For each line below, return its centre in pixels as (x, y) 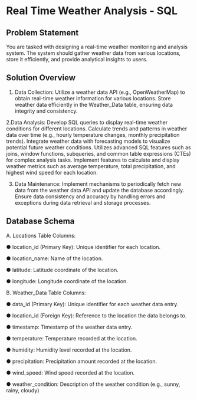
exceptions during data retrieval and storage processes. (83, 202)
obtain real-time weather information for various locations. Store (93, 98)
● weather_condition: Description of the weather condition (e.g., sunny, (93, 384)
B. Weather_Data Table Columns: (46, 293)
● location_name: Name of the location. (55, 258)
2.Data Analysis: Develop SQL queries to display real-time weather (87, 122)
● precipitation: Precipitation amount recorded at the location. (82, 361)
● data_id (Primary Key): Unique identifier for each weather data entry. (92, 304)
